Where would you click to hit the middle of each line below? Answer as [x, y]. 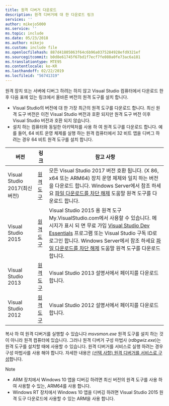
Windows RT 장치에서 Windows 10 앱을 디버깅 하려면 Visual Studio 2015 [85, 392]
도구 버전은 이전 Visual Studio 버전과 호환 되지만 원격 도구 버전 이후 [84, 114]
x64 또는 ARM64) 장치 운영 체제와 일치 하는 [98, 178]
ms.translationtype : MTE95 [33, 62]
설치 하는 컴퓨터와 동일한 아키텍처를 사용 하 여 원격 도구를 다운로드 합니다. [85, 126]
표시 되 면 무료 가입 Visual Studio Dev [107, 225]
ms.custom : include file [31, 48]
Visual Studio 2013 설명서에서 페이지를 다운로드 [104, 273]
